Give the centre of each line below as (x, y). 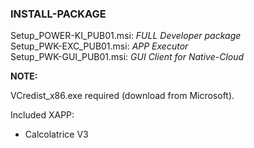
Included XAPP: (42, 115)
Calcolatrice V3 (56, 134)
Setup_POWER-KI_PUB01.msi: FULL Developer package (126, 36)
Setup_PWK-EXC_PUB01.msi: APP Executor (99, 46)
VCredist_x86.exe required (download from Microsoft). (122, 96)
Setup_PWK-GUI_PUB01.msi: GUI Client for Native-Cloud (127, 57)
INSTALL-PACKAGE (58, 14)
